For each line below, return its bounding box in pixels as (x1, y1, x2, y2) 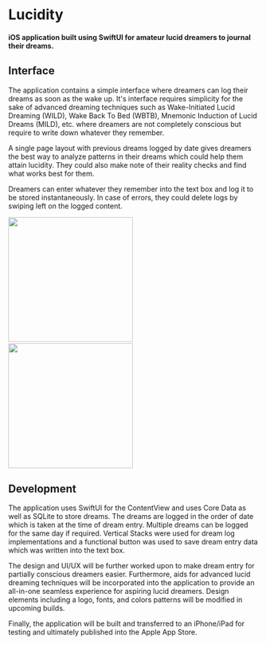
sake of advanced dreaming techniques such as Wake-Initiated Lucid (8, 102, 235, 112)
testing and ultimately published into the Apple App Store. (8, 627, 198, 637)
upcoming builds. (8, 603, 65, 613)
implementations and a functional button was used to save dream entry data (8, 537, 259, 547)
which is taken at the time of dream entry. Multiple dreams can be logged (8, 520, 248, 530)
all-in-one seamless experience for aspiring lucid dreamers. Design (8, 587, 229, 596)
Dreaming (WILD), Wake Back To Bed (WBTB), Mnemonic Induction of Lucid (8, 110, 257, 121)
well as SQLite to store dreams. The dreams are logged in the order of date (8, 512, 254, 521)
